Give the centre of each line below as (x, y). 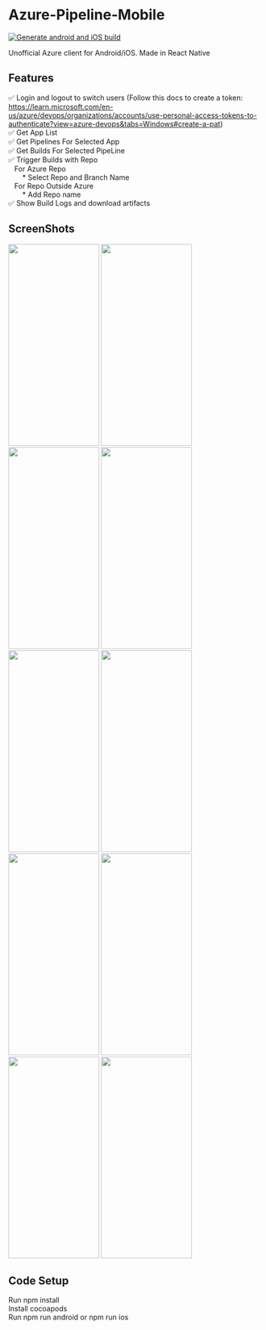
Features (31, 78)
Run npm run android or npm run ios (69, 1317)
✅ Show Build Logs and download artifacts (79, 202)
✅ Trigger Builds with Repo (53, 160)
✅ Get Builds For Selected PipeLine (66, 150)
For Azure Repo (40, 169)
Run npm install (34, 1300)
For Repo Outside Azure (54, 186)
